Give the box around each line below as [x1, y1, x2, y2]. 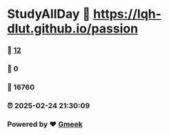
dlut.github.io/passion [7, 21, 139, 37]
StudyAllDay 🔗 [7, 6, 91, 22]
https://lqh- [92, 6, 162, 22]
